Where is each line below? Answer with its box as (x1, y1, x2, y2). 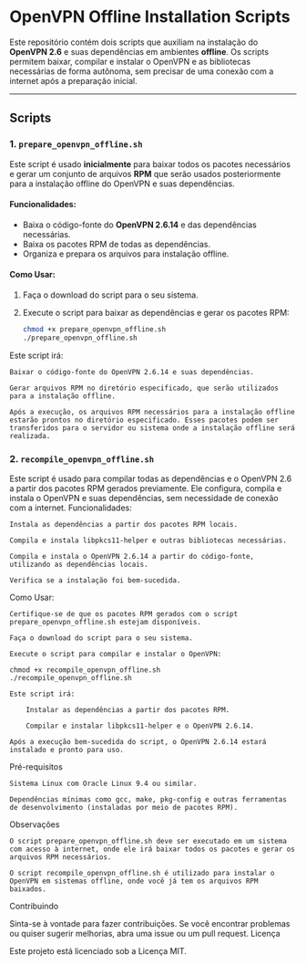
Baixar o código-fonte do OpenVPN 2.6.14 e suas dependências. (9, 367, 255, 376)
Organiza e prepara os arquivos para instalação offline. (22, 248, 229, 259)
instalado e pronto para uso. (9, 746, 125, 755)
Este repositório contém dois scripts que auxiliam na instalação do (9, 37, 259, 47)
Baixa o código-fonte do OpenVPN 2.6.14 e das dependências (22, 219, 257, 230)
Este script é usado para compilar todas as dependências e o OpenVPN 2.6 (9, 473, 292, 485)
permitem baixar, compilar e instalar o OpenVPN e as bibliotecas (9, 56, 251, 67)
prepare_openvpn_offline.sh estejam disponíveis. (9, 618, 202, 627)
